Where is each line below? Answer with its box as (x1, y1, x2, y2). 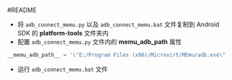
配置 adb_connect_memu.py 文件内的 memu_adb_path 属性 (17, 38, 183, 46)
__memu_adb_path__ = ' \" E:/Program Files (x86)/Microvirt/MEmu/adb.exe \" (7, 51, 226, 58)
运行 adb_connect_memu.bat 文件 (17, 65, 108, 73)
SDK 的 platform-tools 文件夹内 (17, 29, 109, 37)
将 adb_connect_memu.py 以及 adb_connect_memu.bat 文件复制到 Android (17, 20, 219, 29)
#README (7, 6, 37, 14)
